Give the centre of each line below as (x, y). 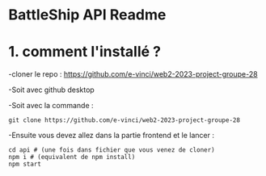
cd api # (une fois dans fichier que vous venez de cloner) (112, 150)
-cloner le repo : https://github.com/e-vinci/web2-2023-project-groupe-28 (133, 74)
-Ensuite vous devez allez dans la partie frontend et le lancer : (111, 136)
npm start (25, 164)
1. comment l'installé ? (85, 52)
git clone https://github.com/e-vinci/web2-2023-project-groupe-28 (125, 120)
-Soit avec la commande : (51, 106)
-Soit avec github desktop (51, 90)
